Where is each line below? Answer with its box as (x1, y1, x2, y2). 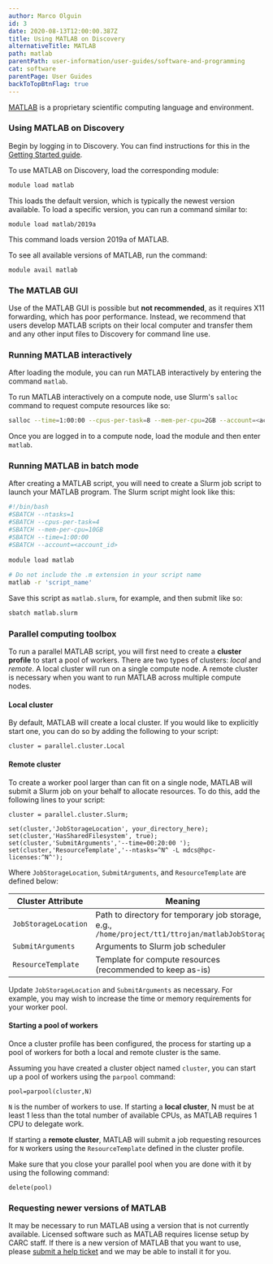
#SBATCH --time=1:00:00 (8, 533, 89, 541)
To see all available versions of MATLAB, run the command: (8, 250, 208, 260)
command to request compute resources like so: (8, 401, 171, 410)
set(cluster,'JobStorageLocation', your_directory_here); (8, 824, 209, 833)
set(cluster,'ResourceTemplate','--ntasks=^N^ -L (8, 846, 180, 854)
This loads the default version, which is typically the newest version (8, 196, 236, 206)
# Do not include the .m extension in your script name (8, 571, 201, 580)
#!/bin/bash (8, 503, 49, 511)
